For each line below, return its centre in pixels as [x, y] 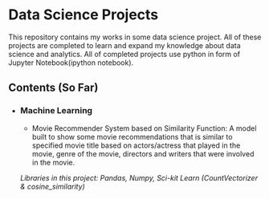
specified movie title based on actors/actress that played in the [136, 145]
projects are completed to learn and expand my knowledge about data [124, 45]
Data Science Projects [84, 15]
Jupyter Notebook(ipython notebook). [71, 63]
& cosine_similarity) [53, 186]
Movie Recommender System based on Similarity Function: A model [144, 128]
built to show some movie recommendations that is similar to [132, 136]
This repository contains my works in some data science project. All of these [135, 37]
